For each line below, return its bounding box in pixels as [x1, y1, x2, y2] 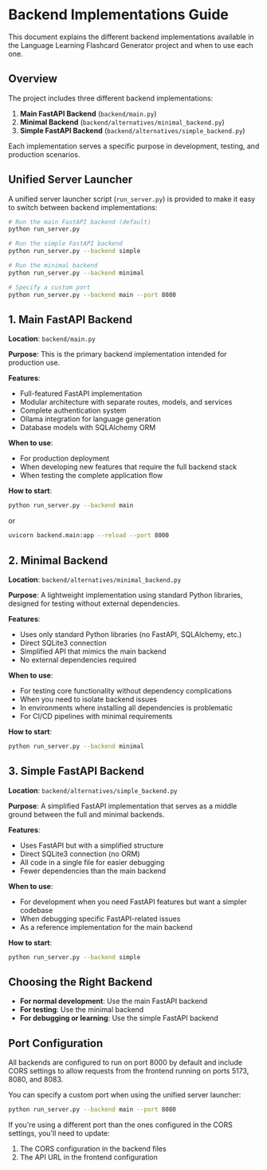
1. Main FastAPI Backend [8, 313, 133, 326]
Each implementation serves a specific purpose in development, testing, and [8, 141, 260, 151]
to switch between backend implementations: [8, 202, 158, 212]
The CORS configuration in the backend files [19, 1144, 167, 1153]
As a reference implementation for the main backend [19, 922, 193, 931]
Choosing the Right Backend [8, 975, 153, 989]
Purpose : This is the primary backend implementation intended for [8, 350, 227, 359]
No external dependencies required [19, 654, 137, 664]
